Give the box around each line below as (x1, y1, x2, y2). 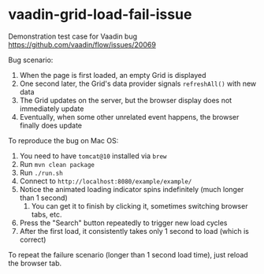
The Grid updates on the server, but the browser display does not (19, 95, 232, 105)
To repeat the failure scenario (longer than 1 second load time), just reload (8, 250, 248, 259)
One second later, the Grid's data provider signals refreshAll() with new (19, 79, 257, 88)
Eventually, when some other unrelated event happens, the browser (19, 112, 240, 121)
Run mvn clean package (19, 159, 95, 168)
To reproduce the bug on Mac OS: (8, 135, 119, 145)
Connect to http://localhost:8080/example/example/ (19, 176, 192, 186)
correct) (19, 235, 46, 244)
